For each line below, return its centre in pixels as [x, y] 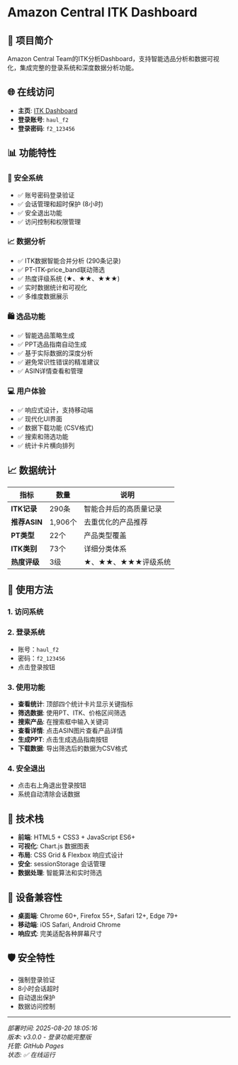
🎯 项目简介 [30, 40]
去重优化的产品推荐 [116, 522]
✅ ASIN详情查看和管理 [50, 371]
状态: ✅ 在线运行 [31, 1054]
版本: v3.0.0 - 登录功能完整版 [50, 1037]
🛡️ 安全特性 [31, 958]
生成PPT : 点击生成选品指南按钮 [63, 740]
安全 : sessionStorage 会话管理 [62, 864]
